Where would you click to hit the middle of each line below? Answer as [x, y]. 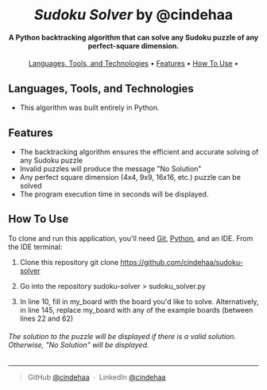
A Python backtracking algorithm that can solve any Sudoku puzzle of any [133, 37]
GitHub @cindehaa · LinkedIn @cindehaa [97, 377]
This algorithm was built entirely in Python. [89, 107]
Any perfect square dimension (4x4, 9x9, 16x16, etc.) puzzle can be [130, 177]
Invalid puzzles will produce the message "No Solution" [110, 169]
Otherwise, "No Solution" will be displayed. [79, 345]
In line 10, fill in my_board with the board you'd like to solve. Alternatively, [139, 301]
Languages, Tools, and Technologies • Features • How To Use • [133, 64]
